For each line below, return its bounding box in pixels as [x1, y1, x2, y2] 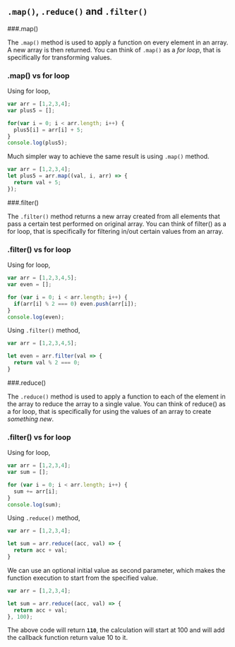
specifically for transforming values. [7, 53, 112, 61]
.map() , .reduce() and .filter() [7, 6, 148, 18]
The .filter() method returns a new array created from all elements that [7, 212, 220, 220]
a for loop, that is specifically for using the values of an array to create [7, 407, 212, 415]
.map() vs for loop [7, 71, 70, 81]
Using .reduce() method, [7, 514, 80, 522]
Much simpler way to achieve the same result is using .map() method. [7, 152, 210, 161]
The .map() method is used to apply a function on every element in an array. [7, 38, 229, 47]
